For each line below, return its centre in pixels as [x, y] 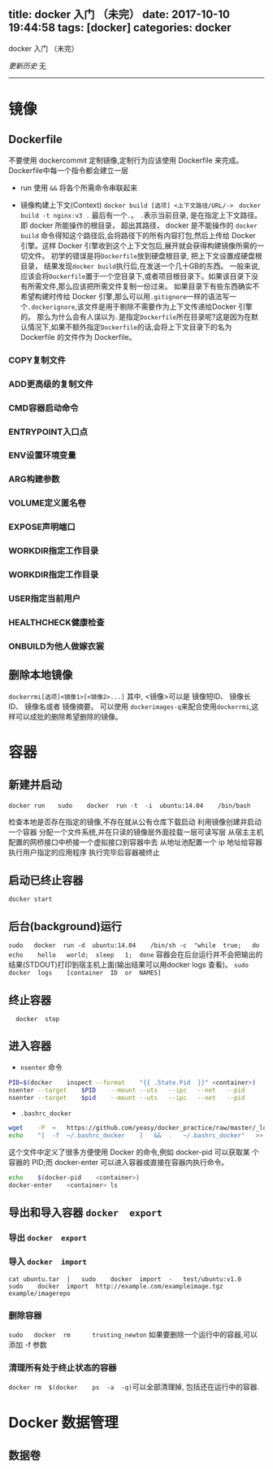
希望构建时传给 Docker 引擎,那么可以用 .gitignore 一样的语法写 [125, 296]
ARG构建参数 [34, 480]
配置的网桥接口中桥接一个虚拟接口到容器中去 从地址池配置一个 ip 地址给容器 [135, 842]
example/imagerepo [39, 1293]
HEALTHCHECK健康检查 [56, 622]
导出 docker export [48, 1238]
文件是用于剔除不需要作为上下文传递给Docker [160, 306]
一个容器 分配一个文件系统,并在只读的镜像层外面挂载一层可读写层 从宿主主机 [136, 832]
